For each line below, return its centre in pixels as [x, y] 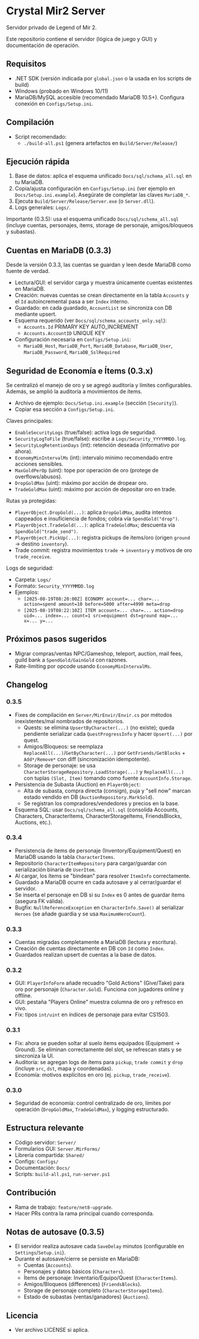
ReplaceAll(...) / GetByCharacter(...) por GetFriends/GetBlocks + [105, 752]
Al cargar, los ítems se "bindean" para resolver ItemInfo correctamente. [103, 876]
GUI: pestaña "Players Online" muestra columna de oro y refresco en [99, 1002]
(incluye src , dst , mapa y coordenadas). [64, 1068]
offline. [23, 996]
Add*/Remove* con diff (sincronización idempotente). [87, 759]
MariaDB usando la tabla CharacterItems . [65, 857]
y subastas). [21, 232]
